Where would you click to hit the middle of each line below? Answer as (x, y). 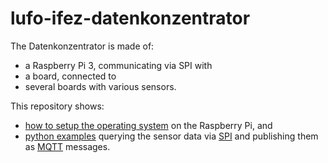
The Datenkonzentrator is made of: (82, 46)
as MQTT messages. (67, 146)
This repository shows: (57, 106)
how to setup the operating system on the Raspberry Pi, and (148, 125)
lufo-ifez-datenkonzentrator (130, 18)
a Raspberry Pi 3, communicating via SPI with (118, 65)
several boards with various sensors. (100, 86)
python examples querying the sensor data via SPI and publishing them (171, 136)
